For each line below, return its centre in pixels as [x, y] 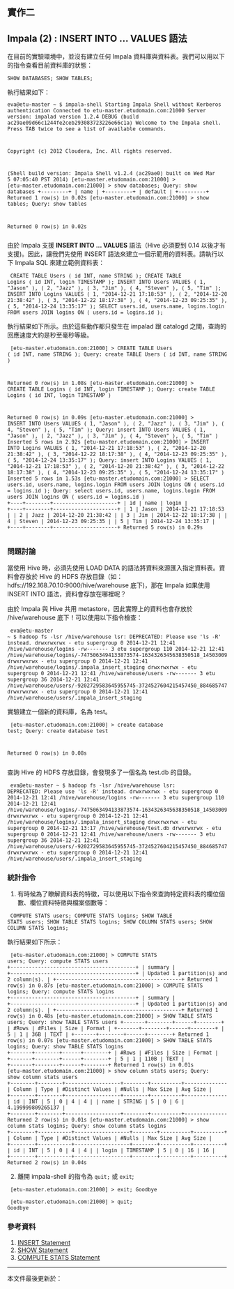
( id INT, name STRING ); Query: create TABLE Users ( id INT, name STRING [117, 354]
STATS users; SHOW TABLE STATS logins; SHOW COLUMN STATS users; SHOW [110, 922]
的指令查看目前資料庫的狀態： [50, 66]
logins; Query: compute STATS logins [61, 992]
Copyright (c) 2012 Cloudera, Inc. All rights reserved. [90, 151]
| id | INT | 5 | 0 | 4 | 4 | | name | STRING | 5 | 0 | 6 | [96, 1102]
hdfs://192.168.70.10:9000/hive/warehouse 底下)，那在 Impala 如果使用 [109, 585]
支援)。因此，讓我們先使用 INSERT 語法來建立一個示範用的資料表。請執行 [112, 254]
